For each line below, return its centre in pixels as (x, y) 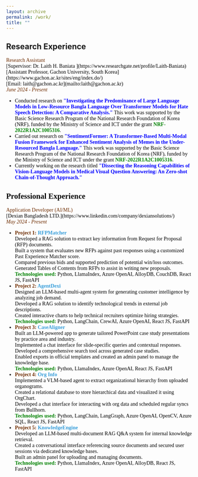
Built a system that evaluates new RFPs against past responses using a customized (99, 251)
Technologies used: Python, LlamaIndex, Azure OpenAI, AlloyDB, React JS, (95, 463)
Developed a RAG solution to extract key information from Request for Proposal (98, 239)
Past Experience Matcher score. (47, 257)
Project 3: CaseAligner (40, 327)
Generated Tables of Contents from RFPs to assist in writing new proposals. (93, 268)
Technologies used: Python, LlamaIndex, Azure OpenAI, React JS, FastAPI (93, 369)
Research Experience (46, 46)
